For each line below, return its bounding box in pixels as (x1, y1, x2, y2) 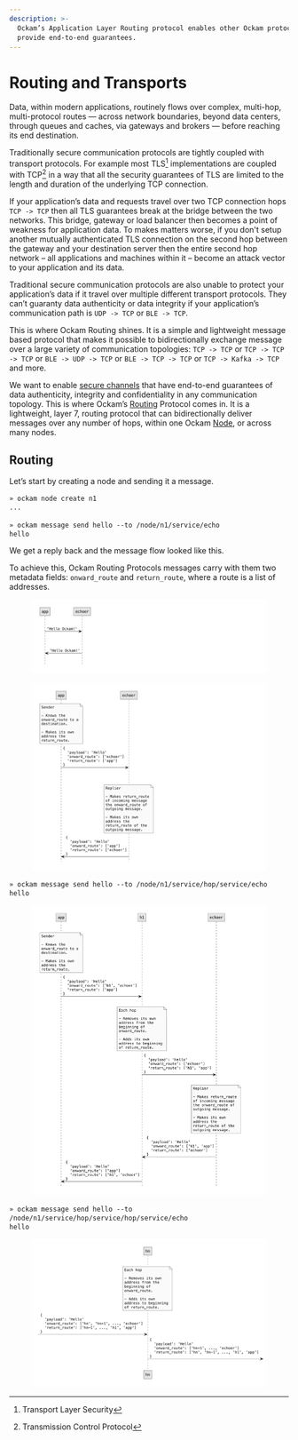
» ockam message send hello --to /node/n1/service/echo (9, 521, 220, 530)
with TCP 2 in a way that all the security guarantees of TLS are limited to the (9, 167, 284, 179)
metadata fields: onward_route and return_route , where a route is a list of (9, 572, 277, 583)
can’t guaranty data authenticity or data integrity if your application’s (9, 298, 260, 308)
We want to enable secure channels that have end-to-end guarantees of (9, 379, 273, 390)
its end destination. (9, 130, 80, 141)
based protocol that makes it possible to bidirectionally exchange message (9, 334, 282, 345)
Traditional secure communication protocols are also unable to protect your (9, 279, 285, 290)
